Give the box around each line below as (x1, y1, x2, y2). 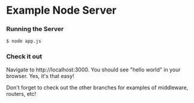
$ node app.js (6, 38, 42, 45)
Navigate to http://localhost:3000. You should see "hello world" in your (6, 66, 181, 73)
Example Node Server (6, 4, 117, 17)
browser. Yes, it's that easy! (6, 72, 75, 79)
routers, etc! (6, 90, 37, 97)
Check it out (6, 52, 43, 61)
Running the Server (6, 25, 64, 33)
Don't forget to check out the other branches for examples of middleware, (6, 84, 189, 91)
